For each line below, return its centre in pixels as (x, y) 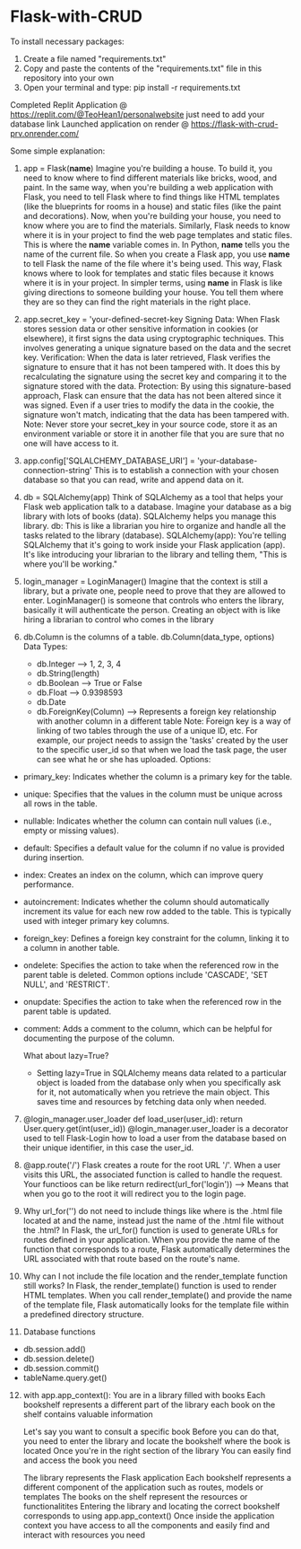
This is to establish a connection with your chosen (186, 470)
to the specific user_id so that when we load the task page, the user (162, 749)
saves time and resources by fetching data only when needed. (151, 1101)
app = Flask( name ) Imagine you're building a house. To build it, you (147, 168)
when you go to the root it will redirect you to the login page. (134, 1193)
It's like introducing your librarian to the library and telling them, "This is (155, 554)
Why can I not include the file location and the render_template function (155, 1276)
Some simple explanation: (58, 151)
